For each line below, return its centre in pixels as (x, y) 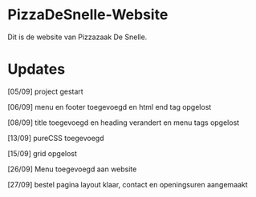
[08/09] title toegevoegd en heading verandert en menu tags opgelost (124, 123)
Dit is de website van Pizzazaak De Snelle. (77, 37)
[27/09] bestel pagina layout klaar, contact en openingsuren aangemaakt (128, 184)
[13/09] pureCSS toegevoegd (56, 138)
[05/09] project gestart (45, 91)
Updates (37, 69)
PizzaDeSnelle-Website (88, 15)
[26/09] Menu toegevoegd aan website (72, 169)
